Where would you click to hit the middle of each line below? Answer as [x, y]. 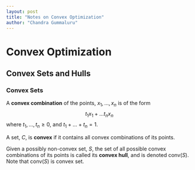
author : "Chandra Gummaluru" [42, 22]
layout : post [22, 12]
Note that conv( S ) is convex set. [45, 161]
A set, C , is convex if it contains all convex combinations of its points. [91, 137]
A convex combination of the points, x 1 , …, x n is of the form [78, 104]
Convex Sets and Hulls [48, 73]
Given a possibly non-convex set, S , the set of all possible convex [86, 149]
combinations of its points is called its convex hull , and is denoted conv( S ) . [97, 155]
